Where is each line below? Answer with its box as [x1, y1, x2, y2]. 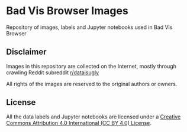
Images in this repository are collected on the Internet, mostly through [6, 62, 176, 70]
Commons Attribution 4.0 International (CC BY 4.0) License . [6, 119, 152, 126]
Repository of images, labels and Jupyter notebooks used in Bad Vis [6, 24, 173, 31]
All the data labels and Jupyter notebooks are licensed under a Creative [6, 113, 181, 120]
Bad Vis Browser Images [6, 4, 128, 18]
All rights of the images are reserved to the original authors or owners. [6, 80, 178, 87]
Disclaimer [6, 47, 47, 57]
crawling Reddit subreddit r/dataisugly [6, 69, 99, 76]
